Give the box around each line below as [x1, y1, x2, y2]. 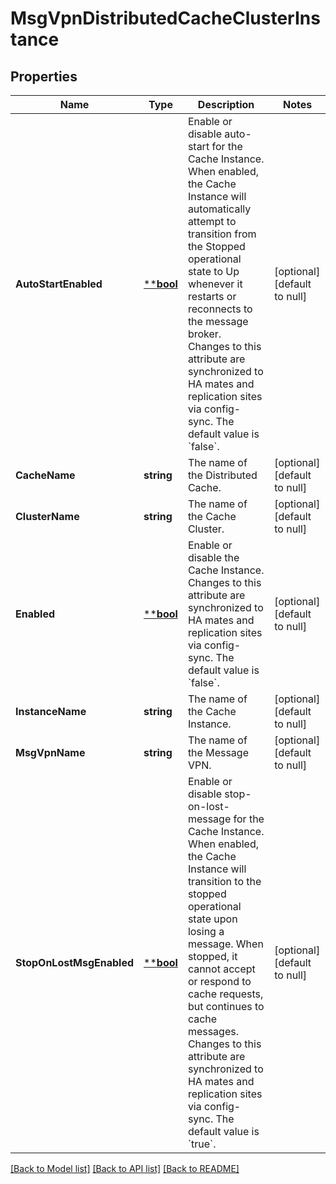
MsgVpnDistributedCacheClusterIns [10, 7, 321, 30]
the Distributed [187, 468, 258, 482]
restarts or [187, 290, 237, 303]
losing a [187, 925, 225, 938]
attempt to [187, 215, 237, 228]
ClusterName [15, 510, 80, 523]
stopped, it [187, 950, 238, 963]
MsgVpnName [15, 746, 86, 759]
